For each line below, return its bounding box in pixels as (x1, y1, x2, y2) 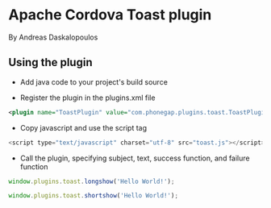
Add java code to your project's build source (19, 77, 168, 86)
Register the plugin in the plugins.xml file (19, 93, 156, 102)
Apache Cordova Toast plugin (8, 6, 212, 24)
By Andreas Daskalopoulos (8, 32, 98, 42)
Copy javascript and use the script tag (19, 123, 148, 132)
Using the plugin (8, 56, 93, 69)
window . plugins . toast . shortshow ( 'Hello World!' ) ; (8, 192, 179, 200)
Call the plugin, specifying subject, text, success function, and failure (19, 153, 250, 163)
